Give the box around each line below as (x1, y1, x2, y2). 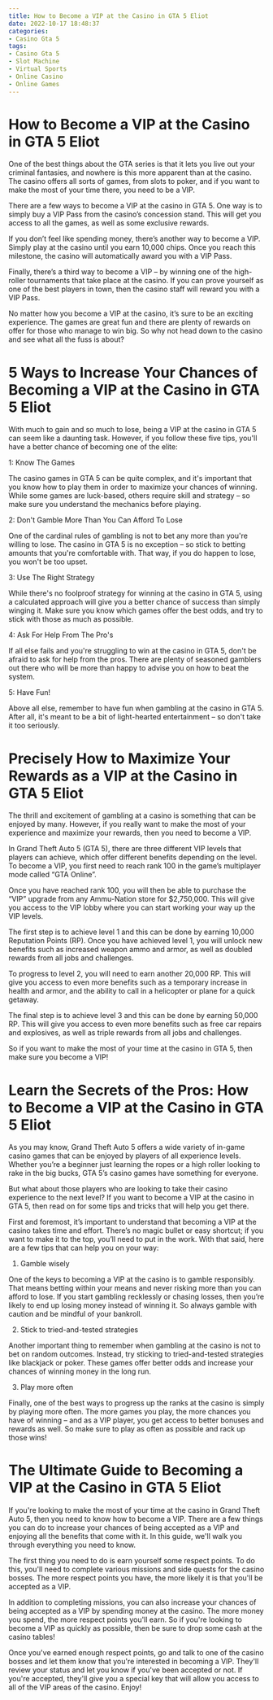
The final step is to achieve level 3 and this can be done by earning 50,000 (8, 1011, 258, 1020)
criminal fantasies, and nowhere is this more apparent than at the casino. (8, 168, 252, 177)
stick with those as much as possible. (8, 614, 134, 624)
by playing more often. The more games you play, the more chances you (8, 1407, 251, 1417)
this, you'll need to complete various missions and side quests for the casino (8, 1564, 265, 1575)
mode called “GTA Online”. (8, 870, 97, 880)
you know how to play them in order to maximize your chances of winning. (8, 482, 258, 492)
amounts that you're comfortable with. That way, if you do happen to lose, (8, 548, 256, 558)
